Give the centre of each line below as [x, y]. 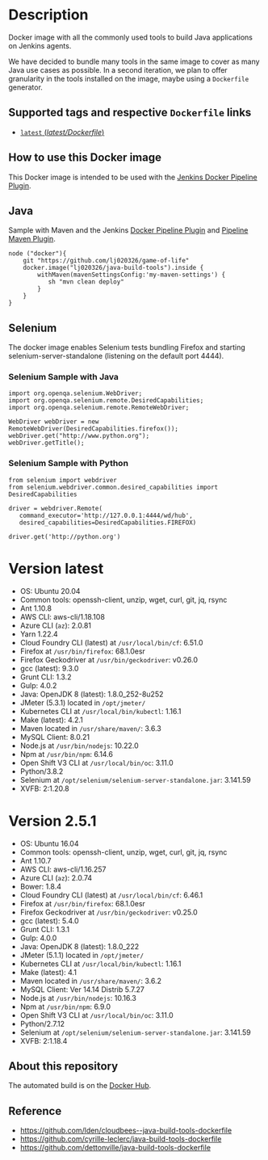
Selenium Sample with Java [64, 377]
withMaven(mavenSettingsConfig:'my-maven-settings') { [132, 275]
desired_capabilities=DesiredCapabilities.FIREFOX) [108, 523]
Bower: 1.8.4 [41, 886]
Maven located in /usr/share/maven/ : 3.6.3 [90, 728]
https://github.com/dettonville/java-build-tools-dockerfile [115, 1148]
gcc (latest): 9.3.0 [49, 668]
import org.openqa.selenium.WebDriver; [75, 393]
